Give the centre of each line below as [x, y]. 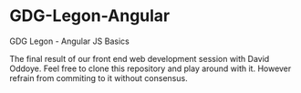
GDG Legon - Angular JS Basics [69, 41]
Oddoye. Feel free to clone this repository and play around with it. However [150, 68]
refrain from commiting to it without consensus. [99, 77]
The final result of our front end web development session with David [140, 58]
